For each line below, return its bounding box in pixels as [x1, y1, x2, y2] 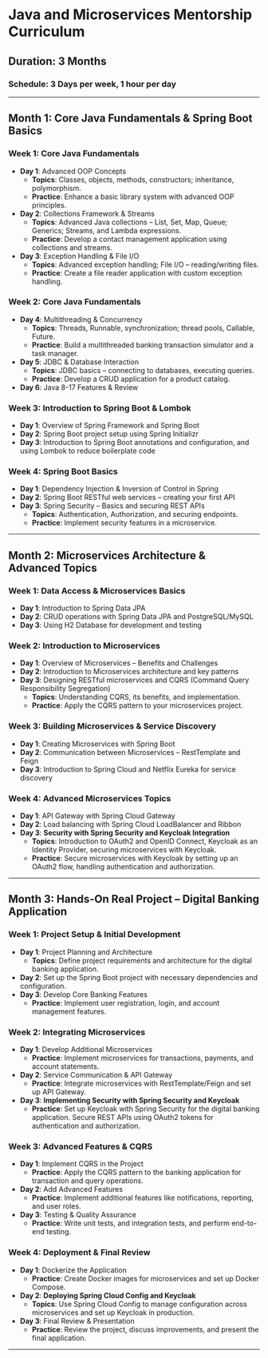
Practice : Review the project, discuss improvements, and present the [31, 1324, 259, 1334]
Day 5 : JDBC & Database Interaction [19, 357, 140, 367]
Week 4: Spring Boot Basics [8, 466, 118, 477]
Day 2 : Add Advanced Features [19, 1185, 124, 1194]
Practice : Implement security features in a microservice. [31, 518, 217, 528]
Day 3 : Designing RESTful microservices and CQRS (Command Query [19, 675, 250, 685]
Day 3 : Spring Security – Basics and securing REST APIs [19, 501, 205, 510]
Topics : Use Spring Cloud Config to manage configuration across [31, 1299, 247, 1308]
